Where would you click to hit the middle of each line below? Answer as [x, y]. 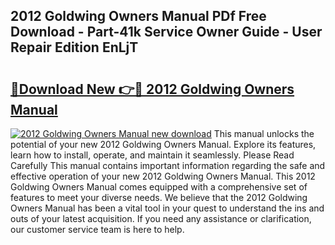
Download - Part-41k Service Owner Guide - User [166, 32]
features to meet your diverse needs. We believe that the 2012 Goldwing [159, 197]
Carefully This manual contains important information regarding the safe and [168, 165]
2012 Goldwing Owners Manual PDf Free [138, 16]
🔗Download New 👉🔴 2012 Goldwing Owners [152, 89]
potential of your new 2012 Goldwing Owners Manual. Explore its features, [163, 144]
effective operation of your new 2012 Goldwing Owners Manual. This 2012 [163, 176]
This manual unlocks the [264, 133]
